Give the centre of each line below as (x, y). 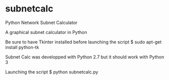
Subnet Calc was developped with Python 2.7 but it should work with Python (85, 57)
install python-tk (22, 47)
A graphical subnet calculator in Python (46, 32)
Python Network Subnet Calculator (41, 22)
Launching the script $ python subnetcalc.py (52, 72)
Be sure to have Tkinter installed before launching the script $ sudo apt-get (83, 42)
